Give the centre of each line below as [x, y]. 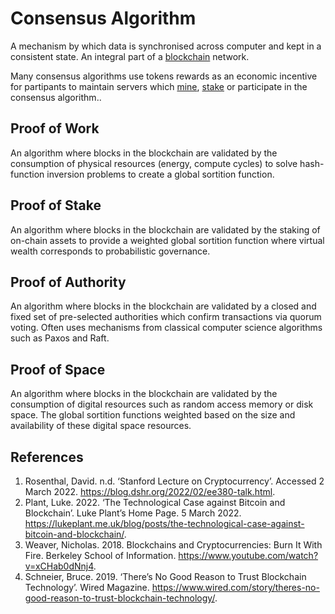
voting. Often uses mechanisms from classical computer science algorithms [166, 328]
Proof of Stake [56, 205]
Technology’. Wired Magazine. [87, 587]
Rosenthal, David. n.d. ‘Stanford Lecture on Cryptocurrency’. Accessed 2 [174, 481]
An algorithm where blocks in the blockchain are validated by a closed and [163, 306]
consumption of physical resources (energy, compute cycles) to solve [154, 163]
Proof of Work [55, 128]
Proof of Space [58, 369]
